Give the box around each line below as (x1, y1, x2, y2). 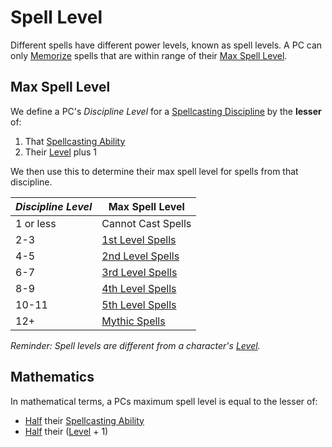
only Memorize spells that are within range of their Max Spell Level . (10, 49, 288, 61)
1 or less (15, 216, 57, 230)
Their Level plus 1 (24, 146, 98, 158)
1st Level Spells (101, 232, 177, 246)
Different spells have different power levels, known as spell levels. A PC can (10, 39, 323, 51)
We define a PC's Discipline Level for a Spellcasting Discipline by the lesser (10, 105, 322, 117)
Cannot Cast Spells (101, 216, 192, 230)
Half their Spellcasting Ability (24, 414, 145, 426)
